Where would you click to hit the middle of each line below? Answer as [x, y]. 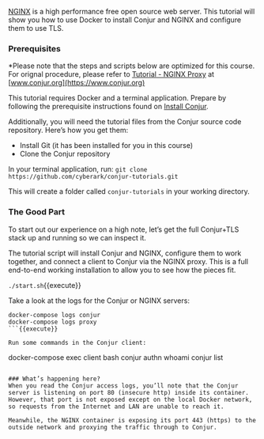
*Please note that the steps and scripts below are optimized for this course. [132, 66]
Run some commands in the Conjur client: [77, 342]
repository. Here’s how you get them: [68, 131]
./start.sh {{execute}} [45, 285]
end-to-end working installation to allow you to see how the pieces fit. [122, 270]
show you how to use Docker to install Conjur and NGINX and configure [125, 20]
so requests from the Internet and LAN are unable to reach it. [116, 407]
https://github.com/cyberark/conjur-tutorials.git [93, 177]
